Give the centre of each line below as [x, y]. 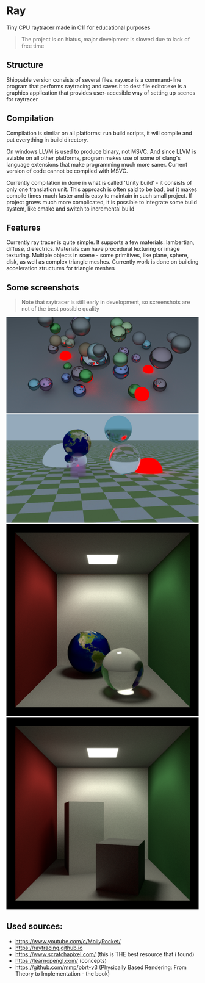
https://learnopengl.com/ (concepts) [61, 960]
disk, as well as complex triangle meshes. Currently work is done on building [103, 262]
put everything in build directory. [47, 139]
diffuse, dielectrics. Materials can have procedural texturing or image [93, 249]
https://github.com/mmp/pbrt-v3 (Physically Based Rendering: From [101, 967]
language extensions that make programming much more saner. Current [97, 164]
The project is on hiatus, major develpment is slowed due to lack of [106, 39]
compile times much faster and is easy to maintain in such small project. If [99, 195]
